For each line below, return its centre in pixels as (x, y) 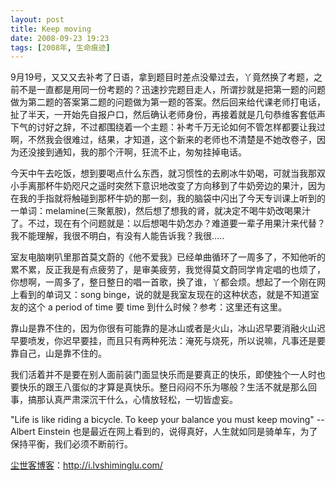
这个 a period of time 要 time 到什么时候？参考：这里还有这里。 (157, 307)
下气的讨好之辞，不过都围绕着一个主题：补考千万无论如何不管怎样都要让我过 (168, 127)
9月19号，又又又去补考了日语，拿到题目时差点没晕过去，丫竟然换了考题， (162, 77)
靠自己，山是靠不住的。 (58, 353)
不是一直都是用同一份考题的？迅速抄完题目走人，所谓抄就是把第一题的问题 (172, 90)
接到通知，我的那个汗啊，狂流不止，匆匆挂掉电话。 (141, 152)
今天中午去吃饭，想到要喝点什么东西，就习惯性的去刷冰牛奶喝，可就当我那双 (168, 173)
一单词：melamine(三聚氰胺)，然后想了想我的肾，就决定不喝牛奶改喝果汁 (160, 211)
